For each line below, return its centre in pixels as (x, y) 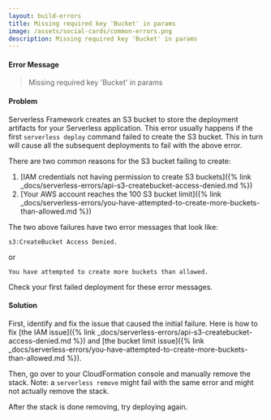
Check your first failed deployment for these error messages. (111, 287)
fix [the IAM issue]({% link (52, 332)
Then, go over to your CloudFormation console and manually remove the (130, 374)
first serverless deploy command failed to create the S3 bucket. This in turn (136, 136)
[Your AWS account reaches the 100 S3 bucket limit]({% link (120, 194)
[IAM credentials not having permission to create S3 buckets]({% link (135, 176)
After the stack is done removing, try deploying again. (98, 406)
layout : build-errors (45, 16)
